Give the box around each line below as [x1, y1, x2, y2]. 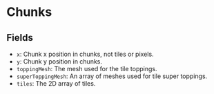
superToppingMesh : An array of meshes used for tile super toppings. [16, 72, 208, 80]
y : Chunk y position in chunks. [16, 57, 103, 66]
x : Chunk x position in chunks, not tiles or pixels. [16, 50, 154, 58]
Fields [6, 32, 34, 44]
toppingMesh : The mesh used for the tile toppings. [16, 65, 157, 73]
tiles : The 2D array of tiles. [16, 79, 96, 87]
